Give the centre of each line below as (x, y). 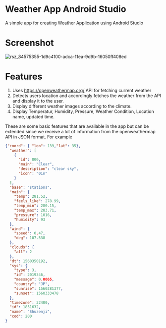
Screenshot (29, 43)
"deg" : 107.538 (30, 238)
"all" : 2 (23, 252)
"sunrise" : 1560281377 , (39, 288)
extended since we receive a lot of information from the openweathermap (81, 131)
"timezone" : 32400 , (30, 302)
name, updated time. (33, 116)
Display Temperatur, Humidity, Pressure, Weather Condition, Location (83, 111)
